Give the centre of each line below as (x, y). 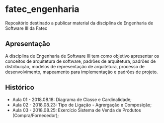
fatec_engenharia (42, 9)
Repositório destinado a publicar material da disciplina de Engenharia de (79, 23)
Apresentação (28, 44)
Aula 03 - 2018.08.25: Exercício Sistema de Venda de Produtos (77, 110)
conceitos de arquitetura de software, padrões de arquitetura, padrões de (81, 61)
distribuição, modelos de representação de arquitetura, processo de (75, 66)
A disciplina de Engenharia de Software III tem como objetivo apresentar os (82, 56)
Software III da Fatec (26, 28)
